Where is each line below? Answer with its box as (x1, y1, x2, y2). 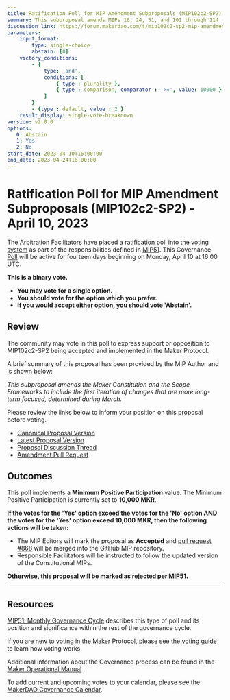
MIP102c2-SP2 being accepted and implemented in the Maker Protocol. (7, 346, 209, 354)
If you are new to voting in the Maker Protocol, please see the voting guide (7, 637, 217, 645)
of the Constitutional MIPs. (16, 559, 92, 567)
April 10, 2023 (7, 215, 89, 230)
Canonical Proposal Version (16, 429, 96, 437)
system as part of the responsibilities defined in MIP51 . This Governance (7, 245, 212, 254)
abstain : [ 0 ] (31, 49, 69, 56)
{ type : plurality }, (55, 80, 121, 87)
